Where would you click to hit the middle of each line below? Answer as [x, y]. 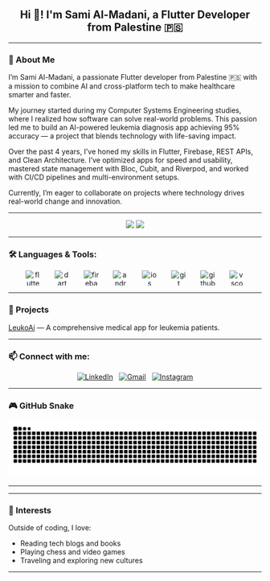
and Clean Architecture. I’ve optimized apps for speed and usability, [121, 160]
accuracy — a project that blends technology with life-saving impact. [123, 136]
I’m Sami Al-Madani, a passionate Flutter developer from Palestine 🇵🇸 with [133, 77]
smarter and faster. [40, 95]
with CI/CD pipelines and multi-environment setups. [94, 177]
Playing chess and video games [73, 552]
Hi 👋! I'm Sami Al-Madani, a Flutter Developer [135, 15]
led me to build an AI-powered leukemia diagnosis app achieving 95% [124, 128]
